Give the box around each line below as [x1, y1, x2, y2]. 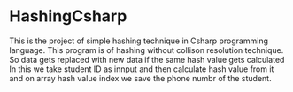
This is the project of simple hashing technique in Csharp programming [9, 35, 268, 46]
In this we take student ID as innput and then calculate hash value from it [9, 64, 274, 74]
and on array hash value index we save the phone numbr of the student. [9, 73, 272, 83]
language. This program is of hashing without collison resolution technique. [9, 44, 284, 55]
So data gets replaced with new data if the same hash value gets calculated [9, 54, 285, 65]
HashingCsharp [9, 6, 127, 27]
